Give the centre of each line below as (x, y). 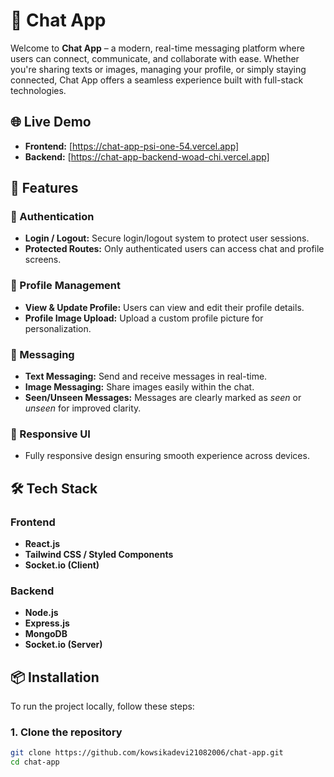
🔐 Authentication (52, 217)
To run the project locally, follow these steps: (102, 706)
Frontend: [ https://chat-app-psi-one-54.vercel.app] (132, 146)
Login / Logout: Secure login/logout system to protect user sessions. (167, 238)
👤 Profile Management (65, 286)
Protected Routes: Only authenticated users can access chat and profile (174, 249)
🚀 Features (44, 188)
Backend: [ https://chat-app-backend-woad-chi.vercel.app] (147, 156)
